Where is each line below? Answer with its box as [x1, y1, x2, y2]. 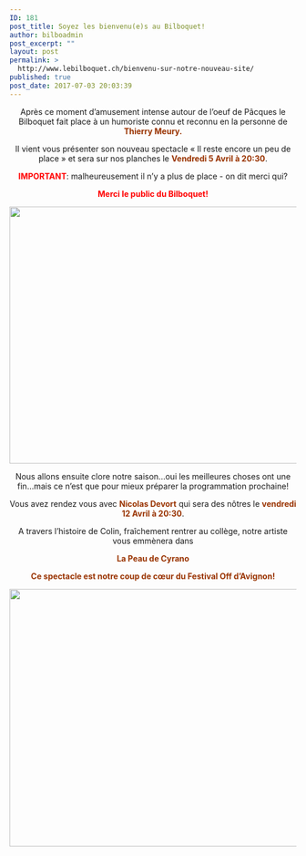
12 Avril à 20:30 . [121, 508, 185, 519]
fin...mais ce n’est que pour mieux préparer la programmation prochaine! [16, 480, 290, 491]
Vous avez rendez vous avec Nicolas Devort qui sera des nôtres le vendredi [9, 498, 297, 509]
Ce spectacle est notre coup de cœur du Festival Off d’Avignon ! [30, 571, 276, 582]
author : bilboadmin [9, 30, 84, 39]
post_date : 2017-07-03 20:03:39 [9, 81, 132, 90]
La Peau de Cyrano [117, 552, 189, 563]
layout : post [9, 47, 59, 57]
